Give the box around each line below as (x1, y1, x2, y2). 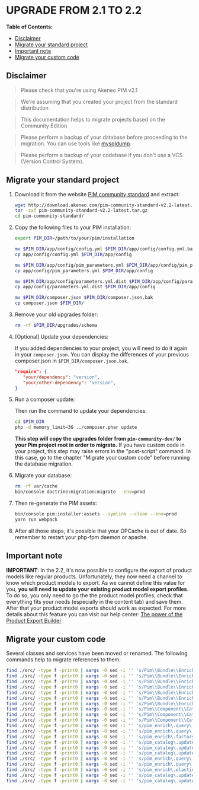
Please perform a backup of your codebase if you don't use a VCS (20, 151, 183, 158)
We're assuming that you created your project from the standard (20, 98, 178, 105)
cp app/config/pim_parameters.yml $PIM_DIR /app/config (14, 267, 153, 273)
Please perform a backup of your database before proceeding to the (20, 133, 188, 141)
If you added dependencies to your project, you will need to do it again (14, 345, 188, 352)
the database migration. (14, 460, 73, 467)
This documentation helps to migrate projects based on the (20, 116, 165, 123)
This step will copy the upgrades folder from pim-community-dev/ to (14, 435, 182, 442)
